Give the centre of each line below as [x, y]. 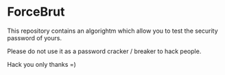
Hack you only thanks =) [42, 64]
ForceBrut [36, 12]
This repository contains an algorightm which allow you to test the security [113, 31]
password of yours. [34, 37]
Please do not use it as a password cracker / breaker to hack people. [104, 51]
